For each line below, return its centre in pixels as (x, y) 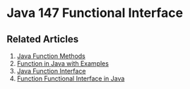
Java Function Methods (51, 56)
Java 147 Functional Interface (95, 13)
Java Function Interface (51, 71)
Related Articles (43, 39)
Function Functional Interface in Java (71, 78)
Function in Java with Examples (63, 64)
